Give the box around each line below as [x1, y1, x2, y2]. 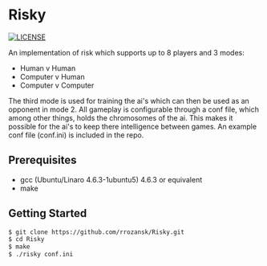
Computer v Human [19, 72, 86, 81]
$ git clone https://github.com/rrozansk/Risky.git [8, 227, 184, 236]
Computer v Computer [19, 80, 95, 90]
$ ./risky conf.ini [8, 251, 74, 259]
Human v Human [19, 63, 76, 73]
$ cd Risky [8, 235, 45, 243]
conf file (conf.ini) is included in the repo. [8, 130, 144, 140]
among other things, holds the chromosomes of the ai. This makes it [8, 113, 233, 122]
